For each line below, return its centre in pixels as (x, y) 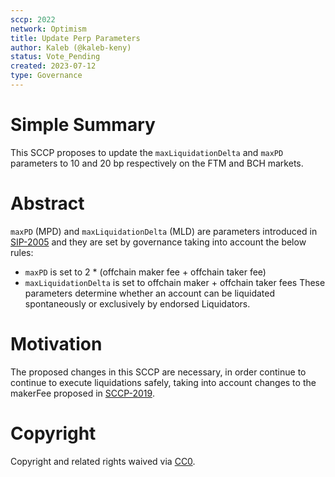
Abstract (47, 203)
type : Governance (46, 76)
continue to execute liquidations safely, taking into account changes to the (163, 382)
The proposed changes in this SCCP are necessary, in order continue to (158, 372)
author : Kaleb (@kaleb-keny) (71, 47)
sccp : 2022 (33, 19)
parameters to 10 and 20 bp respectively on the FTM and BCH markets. (157, 163)
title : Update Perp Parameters (75, 38)
